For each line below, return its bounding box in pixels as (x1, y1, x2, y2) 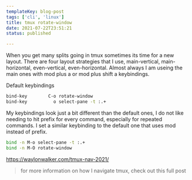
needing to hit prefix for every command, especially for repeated (6, 115, 163, 122)
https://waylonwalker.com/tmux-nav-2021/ (6, 155, 109, 162)
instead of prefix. (6, 128, 48, 135)
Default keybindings (6, 82, 55, 89)
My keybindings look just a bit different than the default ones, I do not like (6, 109, 184, 116)
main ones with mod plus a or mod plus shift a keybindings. (6, 71, 150, 78)
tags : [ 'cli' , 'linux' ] (6, 14, 65, 20)
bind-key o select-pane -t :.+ (6, 99, 107, 105)
